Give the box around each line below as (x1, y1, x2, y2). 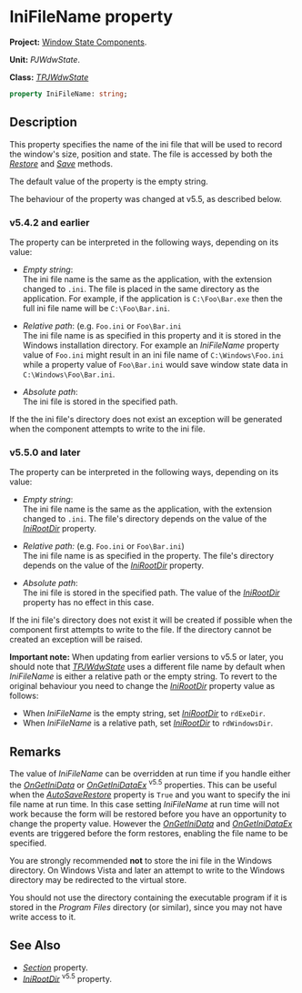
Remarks (9, 744, 62, 759)
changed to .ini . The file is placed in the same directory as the (22, 283, 260, 294)
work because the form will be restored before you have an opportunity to (9, 808, 287, 819)
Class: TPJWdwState (9, 71, 89, 83)
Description (9, 115, 77, 130)
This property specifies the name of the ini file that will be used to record (9, 138, 283, 149)
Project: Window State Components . (9, 36, 147, 47)
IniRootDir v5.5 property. (22, 971, 112, 984)
